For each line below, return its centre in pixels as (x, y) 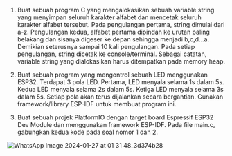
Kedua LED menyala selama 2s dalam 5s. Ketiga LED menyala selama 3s (120, 89)
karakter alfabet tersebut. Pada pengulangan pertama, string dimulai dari (121, 25)
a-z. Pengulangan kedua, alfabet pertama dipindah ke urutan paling (113, 32)
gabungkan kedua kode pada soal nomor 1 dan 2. (87, 132)
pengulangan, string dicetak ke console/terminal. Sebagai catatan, (112, 54)
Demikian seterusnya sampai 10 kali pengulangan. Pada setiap (106, 47)
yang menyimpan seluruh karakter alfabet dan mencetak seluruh (109, 17)
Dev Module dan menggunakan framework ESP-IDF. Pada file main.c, (116, 125)
